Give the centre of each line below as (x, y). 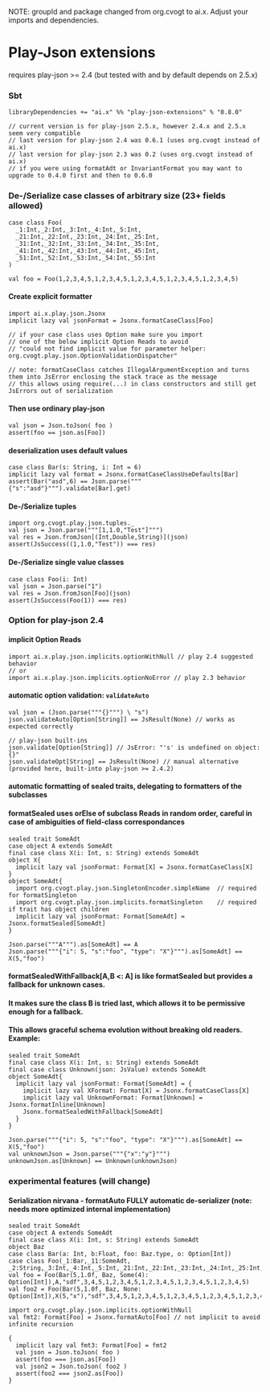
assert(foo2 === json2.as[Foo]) (70, 1374)
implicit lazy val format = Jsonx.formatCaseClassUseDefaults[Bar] (124, 475)
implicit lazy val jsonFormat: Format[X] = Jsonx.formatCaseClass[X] (134, 867)
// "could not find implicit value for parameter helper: (107, 349)
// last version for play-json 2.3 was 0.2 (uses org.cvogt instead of (131, 155)
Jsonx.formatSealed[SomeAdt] (57, 923)
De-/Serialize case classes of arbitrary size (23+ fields (117, 196)
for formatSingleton (43, 895)
